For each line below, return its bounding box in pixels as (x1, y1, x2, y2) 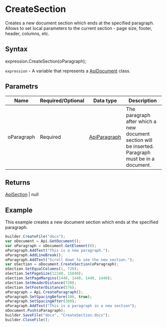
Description (128, 97, 157, 104)
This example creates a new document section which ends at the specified (5, 219, 159, 225)
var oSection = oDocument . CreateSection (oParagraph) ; (5, 262, 119, 267)
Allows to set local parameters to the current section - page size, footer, (5, 25, 153, 31)
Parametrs (5, 82, 38, 91)
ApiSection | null (5, 192, 39, 198)
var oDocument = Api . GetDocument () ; (5, 239, 81, 244)
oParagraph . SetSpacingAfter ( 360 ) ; (5, 299, 77, 304)
